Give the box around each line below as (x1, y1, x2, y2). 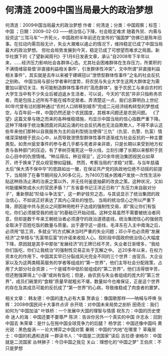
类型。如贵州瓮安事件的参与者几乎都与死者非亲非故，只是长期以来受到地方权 (5, 140, 163, 146)
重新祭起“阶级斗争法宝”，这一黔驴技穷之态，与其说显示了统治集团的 (15, 190, 156, 196)
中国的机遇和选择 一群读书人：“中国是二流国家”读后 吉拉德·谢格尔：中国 (13, 332, 162, 338)
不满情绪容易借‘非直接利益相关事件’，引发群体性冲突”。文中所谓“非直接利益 (5, 65, 160, 71)
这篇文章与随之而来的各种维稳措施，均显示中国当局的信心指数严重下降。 (13, 115, 163, 121)
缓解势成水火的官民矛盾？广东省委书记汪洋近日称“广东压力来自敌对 (13, 184, 152, 190)
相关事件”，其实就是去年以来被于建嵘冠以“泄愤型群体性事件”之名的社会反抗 (5, 72, 160, 78)
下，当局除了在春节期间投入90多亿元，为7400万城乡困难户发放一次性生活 (5, 172, 157, 178)
